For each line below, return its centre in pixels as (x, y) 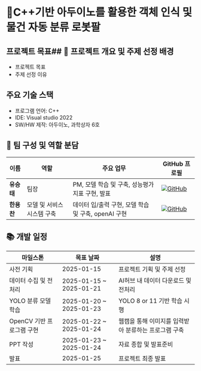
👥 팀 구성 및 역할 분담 (42, 146)
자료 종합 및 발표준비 (146, 345)
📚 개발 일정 (27, 237)
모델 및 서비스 (45, 205)
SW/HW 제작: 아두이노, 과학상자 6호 (57, 124)
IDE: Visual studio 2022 (44, 117)
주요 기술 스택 (30, 95)
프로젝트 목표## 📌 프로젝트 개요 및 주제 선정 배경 (90, 51)
